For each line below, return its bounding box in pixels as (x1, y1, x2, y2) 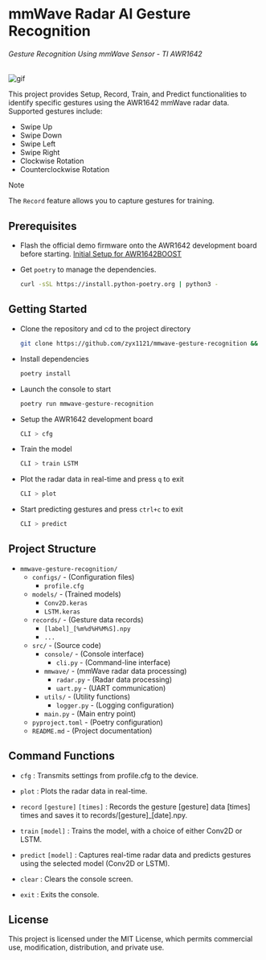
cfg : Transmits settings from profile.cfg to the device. (19, 770, 198, 780)
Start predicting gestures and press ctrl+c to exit (19, 504, 183, 515)
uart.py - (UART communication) (55, 683, 166, 692)
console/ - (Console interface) (43, 649, 145, 658)
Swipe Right (19, 148, 60, 158)
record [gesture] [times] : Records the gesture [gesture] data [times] (19, 802, 251, 811)
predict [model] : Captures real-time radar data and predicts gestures (19, 850, 252, 859)
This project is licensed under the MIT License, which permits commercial (8, 934, 253, 944)
